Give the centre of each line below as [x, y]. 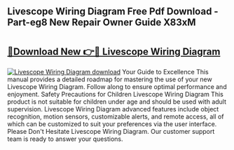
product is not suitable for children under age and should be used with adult [117, 102]
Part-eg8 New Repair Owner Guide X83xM [102, 23]
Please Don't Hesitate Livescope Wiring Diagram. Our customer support [111, 131]
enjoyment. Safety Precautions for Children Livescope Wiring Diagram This [116, 94]
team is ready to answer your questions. [65, 139]
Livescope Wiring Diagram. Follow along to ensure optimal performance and [117, 87]
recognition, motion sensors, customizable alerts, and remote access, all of [116, 116]
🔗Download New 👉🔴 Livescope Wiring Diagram [114, 52]
